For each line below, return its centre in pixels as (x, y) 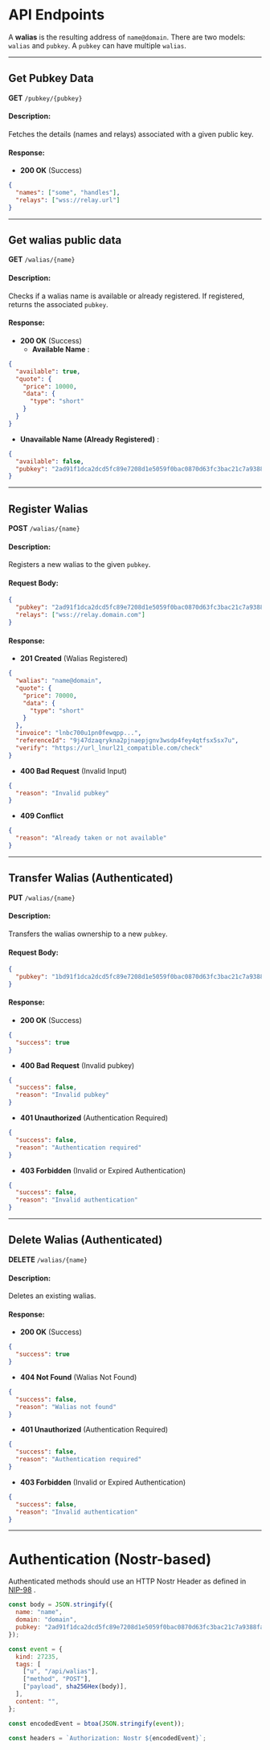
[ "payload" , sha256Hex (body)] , (75, 1686)
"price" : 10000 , (50, 386)
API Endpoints (57, 15)
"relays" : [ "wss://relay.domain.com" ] (81, 615)
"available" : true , (48, 372)
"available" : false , (50, 461)
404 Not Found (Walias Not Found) (78, 1377)
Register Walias (48, 509)
